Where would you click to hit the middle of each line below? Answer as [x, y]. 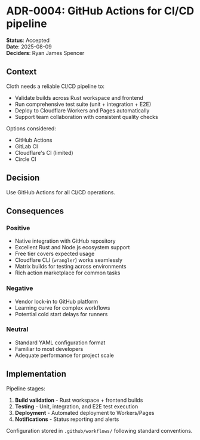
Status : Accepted [28, 40]
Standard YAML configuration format [60, 343]
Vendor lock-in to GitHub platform [56, 301]
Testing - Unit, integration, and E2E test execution [76, 406]
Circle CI [25, 159]
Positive [18, 228]
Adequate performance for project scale [64, 355]
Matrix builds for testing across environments [70, 267]
